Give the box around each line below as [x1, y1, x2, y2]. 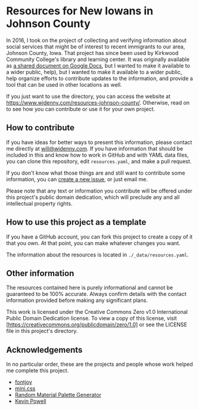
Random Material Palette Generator [14, 391, 101, 399]
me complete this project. [6, 367, 69, 374]
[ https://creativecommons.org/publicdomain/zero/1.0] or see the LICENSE [6, 321, 188, 328]
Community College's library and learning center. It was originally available [6, 56, 189, 63]
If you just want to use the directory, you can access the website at [6, 93, 171, 100]
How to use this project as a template [6, 217, 147, 228]
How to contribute [6, 123, 75, 133]
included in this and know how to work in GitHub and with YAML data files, [6, 151, 189, 158]
